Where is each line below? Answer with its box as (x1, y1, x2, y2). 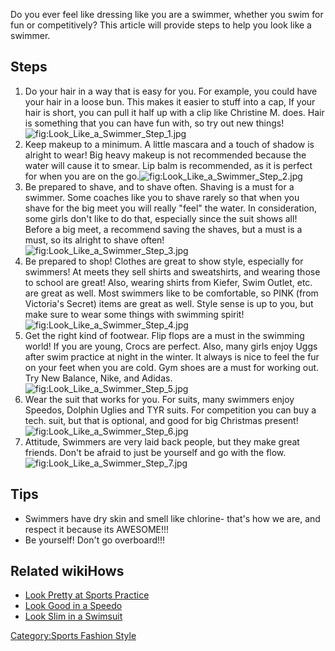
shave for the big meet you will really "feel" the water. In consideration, (24, 202, 318, 214)
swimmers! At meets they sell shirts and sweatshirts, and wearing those (24, 265, 321, 278)
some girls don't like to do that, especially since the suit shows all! (24, 212, 298, 224)
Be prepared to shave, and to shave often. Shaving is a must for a (24, 180, 295, 193)
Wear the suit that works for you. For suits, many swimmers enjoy (24, 393, 295, 405)
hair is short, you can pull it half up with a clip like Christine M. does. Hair (24, 106, 325, 118)
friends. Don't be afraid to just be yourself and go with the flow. (24, 446, 287, 458)
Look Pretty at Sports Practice (24, 589, 150, 601)
